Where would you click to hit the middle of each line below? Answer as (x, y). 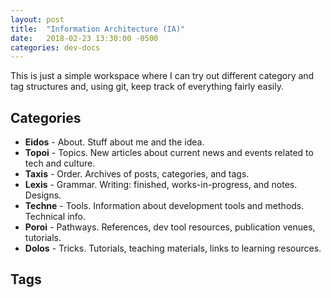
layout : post (37, 19)
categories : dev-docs (55, 47)
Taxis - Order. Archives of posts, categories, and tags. (137, 174)
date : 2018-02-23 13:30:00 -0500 (84, 38)
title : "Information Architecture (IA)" (98, 29)
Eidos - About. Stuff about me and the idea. (114, 142)
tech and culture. (60, 163)
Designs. (43, 195)
